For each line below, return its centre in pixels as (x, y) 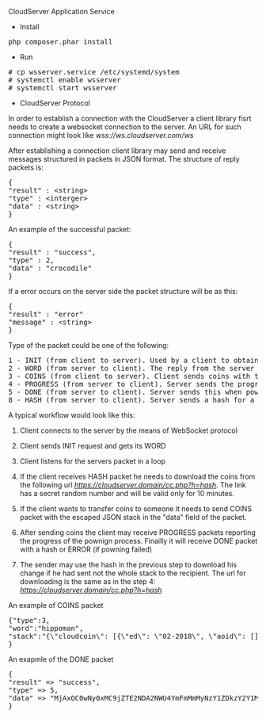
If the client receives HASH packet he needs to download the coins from (137, 476)
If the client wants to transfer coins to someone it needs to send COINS (135, 509)
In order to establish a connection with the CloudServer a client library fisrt (130, 118)
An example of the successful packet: (70, 229)
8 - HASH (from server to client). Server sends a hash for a (131, 400)
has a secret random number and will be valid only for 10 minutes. (127, 493)
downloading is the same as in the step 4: (87, 581)
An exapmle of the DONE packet (61, 659)
